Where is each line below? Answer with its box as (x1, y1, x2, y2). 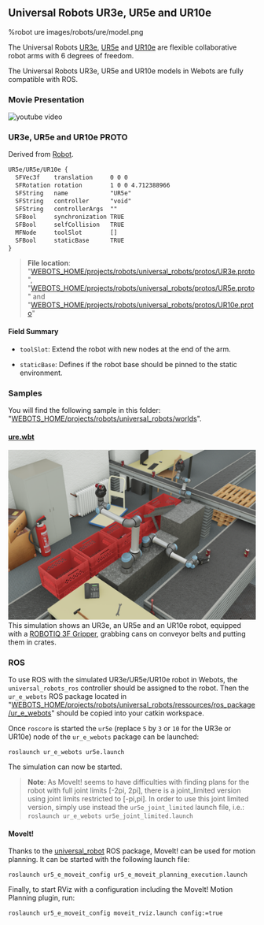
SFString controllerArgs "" (15, 205, 118, 214)
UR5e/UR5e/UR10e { (8, 165, 68, 174)
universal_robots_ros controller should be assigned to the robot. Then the (8, 683, 249, 693)
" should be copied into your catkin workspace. (50, 708, 204, 718)
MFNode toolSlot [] (15, 228, 118, 237)
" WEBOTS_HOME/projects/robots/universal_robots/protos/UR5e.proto (27, 284, 255, 293)
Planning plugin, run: (8, 893, 75, 903)
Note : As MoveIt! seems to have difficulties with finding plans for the (27, 777, 250, 786)
